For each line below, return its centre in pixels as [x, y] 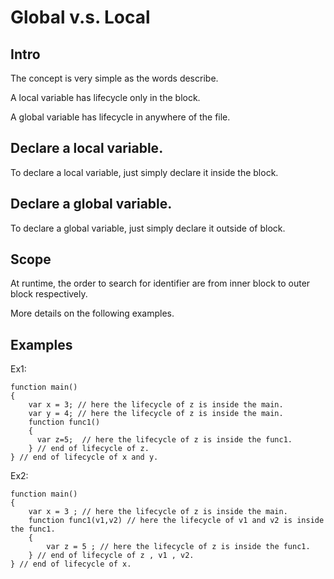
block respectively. [49, 294]
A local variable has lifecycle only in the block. [105, 97]
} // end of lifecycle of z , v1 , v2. [111, 556]
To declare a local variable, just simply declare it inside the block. [144, 172]
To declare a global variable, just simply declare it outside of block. [148, 228]
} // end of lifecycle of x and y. [84, 457]
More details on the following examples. [92, 313]
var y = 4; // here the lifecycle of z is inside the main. [156, 414]
